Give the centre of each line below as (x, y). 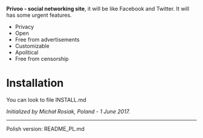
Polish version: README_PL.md (45, 128)
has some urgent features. (39, 15)
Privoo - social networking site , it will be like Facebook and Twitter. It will (98, 9)
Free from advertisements (47, 39)
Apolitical (27, 52)
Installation (35, 83)
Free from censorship (42, 59)
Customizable (32, 46)
